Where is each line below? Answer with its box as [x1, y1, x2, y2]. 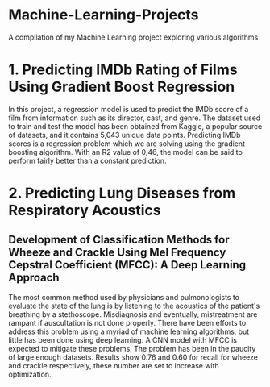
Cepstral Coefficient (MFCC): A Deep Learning [8, 258, 247, 272]
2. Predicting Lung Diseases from [8, 184, 236, 202]
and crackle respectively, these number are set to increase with [8, 360, 219, 370]
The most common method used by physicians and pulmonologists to [8, 292, 240, 302]
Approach [8, 271, 60, 285]
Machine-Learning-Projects [8, 6, 199, 24]
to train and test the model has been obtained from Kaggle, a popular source [8, 121, 263, 131]
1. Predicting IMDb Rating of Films [8, 60, 238, 79]
